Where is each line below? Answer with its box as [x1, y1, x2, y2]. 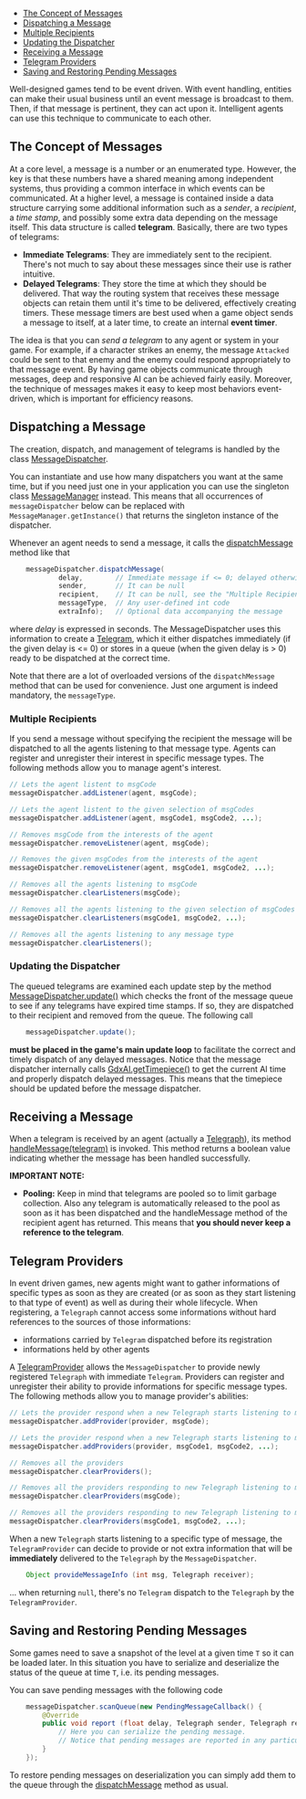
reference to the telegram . [22, 1227, 125, 1238]
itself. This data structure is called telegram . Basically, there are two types [9, 221, 289, 232]
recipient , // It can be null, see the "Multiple [57, 590, 262, 599]
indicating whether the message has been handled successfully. [9, 1152, 251, 1163]
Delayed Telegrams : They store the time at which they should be [22, 278, 267, 289]
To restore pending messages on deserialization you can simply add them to [9, 1769, 296, 1780]
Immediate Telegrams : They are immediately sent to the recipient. [22, 248, 272, 259]
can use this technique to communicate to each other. [9, 113, 212, 123]
